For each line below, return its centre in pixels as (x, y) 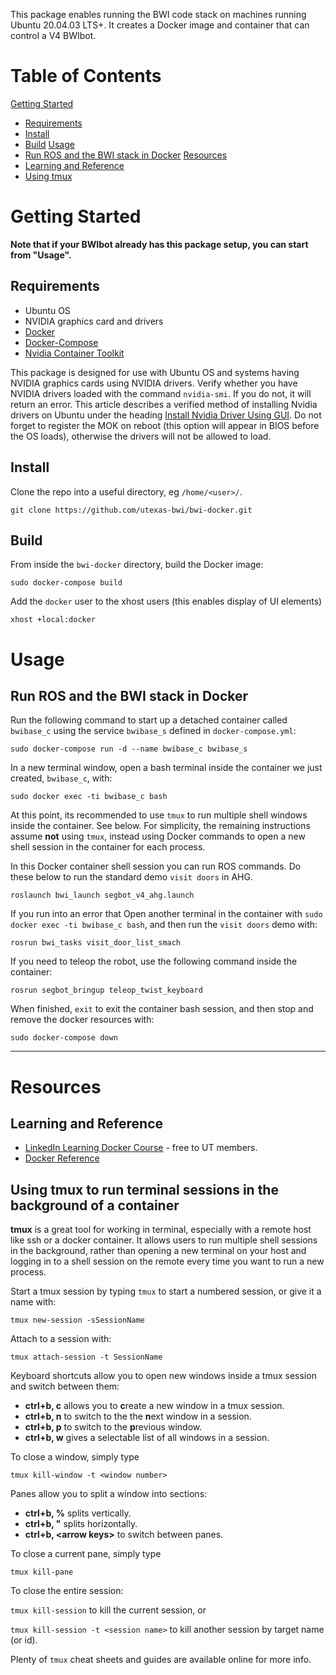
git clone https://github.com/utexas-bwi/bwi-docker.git (131, 510)
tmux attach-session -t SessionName (86, 1357)
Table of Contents (86, 76)
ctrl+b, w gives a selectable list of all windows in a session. (147, 1438)
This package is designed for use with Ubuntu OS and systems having (155, 372)
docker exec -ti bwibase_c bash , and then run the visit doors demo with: (164, 925)
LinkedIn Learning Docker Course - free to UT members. (141, 1148)
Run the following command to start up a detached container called (149, 720)
